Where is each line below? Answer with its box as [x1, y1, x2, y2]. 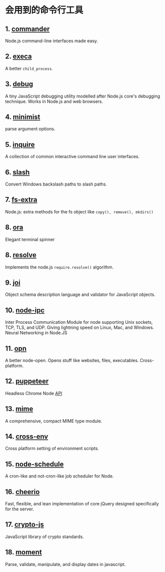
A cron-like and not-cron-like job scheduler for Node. [5, 473, 114, 479]
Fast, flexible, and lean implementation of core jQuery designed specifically [5, 501, 159, 506]
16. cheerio [5, 487, 40, 496]
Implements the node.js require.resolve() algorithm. [5, 264, 114, 270]
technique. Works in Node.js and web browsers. [5, 98, 103, 104]
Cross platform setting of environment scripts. [5, 446, 99, 452]
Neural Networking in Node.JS [5, 330, 68, 336]
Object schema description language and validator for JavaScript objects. [5, 291, 156, 297]
